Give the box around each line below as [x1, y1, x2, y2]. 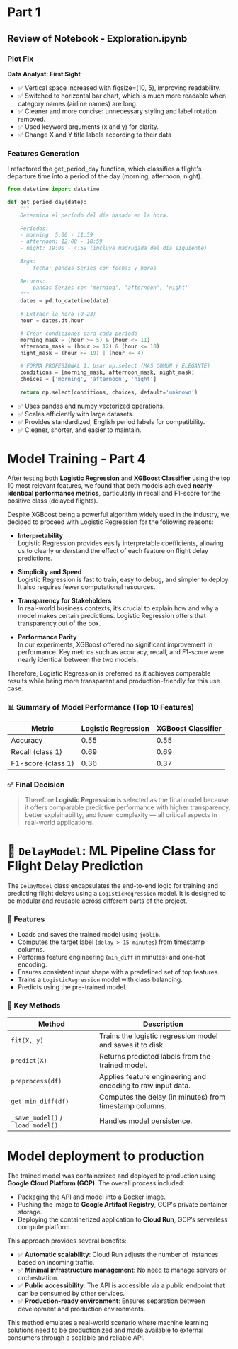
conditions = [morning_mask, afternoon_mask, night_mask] [20, 369, 195, 376]
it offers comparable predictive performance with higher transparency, [24, 803, 231, 812]
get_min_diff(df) [11, 1097, 69, 1105]
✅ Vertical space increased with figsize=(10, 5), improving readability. [17, 83, 221, 92]
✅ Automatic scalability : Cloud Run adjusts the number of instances [17, 1250, 219, 1258]
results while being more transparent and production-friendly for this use [7, 677, 221, 685]
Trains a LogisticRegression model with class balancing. [17, 975, 183, 984]
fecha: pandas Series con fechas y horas [33, 264, 157, 271]
